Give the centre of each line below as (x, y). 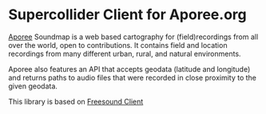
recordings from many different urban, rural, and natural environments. (125, 53)
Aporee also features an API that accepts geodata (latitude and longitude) (129, 69)
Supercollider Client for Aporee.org (127, 15)
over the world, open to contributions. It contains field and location (118, 45)
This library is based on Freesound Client (76, 101)
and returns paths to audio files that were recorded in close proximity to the (133, 77)
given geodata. (33, 86)
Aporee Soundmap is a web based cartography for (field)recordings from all (133, 37)
